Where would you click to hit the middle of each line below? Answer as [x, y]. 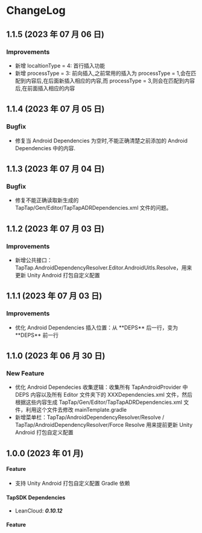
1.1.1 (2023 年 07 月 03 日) [54, 296]
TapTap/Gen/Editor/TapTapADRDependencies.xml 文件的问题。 [93, 208]
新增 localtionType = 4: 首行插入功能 [60, 65]
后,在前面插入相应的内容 [45, 88]
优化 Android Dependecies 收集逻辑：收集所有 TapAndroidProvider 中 [101, 387]
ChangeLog [36, 11]
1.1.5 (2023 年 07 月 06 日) [55, 34]
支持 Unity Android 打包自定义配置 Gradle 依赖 [72, 483]
